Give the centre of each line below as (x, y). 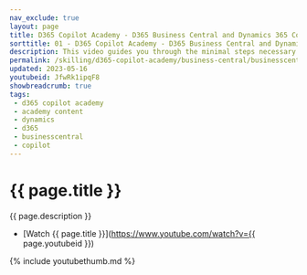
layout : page (34, 26)
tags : (20, 94)
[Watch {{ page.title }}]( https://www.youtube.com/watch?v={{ (139, 233)
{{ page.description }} (51, 216)
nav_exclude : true (44, 18)
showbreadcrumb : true (51, 86)
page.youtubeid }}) (58, 243)
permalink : (30, 60)
